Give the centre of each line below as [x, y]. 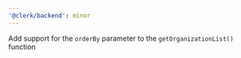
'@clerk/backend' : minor [49, 15]
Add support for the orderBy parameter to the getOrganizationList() [121, 38]
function [22, 46]
